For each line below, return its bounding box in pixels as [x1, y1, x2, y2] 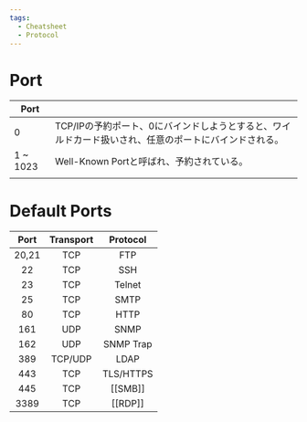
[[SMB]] [110, 383, 145, 396]
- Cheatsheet [17, 22, 68, 31]
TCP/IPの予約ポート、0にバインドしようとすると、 [54, 120, 273, 132]
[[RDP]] [111, 397, 144, 410]
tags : [9, 13, 30, 23]
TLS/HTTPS [101, 367, 153, 380]
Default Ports [9, 200, 112, 221]
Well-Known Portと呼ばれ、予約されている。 [54, 155, 249, 168]
